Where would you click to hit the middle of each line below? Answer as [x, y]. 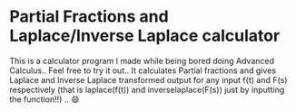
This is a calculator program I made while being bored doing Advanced [142, 61]
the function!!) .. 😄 [44, 99]
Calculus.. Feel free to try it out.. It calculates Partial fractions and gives [143, 70]
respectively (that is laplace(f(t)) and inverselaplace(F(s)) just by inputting [147, 89]
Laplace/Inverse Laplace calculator [145, 36]
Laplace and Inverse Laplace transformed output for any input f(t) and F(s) [148, 79]
